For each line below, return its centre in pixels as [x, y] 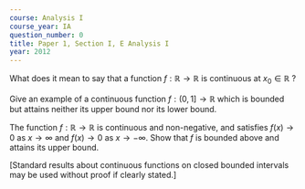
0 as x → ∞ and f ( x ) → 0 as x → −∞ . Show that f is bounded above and [145, 137]
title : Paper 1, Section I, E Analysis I [89, 43]
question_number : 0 [47, 35]
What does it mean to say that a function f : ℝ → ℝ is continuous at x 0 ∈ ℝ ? [153, 79]
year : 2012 [30, 52]
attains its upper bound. [54, 147]
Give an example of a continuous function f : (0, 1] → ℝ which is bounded [147, 99]
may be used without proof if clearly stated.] [93, 174]
